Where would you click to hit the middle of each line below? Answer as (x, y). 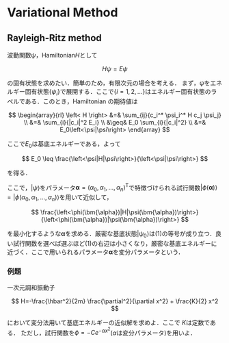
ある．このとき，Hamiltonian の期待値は (81, 101)
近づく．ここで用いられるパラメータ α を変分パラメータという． (96, 252)
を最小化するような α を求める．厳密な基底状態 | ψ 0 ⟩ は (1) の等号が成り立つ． (111, 234)
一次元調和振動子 (31, 287)
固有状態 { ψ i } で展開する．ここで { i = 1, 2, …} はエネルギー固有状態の (118, 92)
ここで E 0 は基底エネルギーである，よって (64, 144)
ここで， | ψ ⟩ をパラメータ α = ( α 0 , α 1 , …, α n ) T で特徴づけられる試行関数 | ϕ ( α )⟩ (112, 188)
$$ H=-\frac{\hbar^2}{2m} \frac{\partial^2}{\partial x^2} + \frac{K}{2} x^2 (115, 301)
